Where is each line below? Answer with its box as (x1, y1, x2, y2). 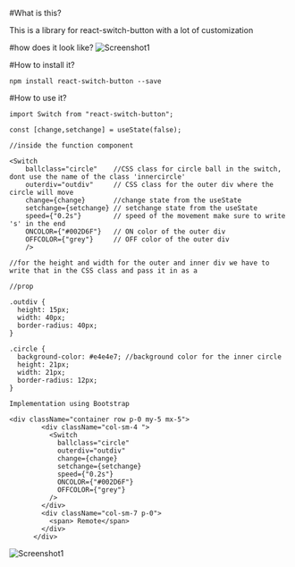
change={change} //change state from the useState (25, 196, 242, 205)
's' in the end (9, 219, 66, 228)
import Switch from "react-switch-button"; (9, 110, 174, 119)
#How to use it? (9, 93, 67, 103)
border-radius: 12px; (17, 376, 98, 385)
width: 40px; (17, 313, 66, 322)
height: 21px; (17, 360, 70, 369)
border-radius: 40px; (17, 321, 98, 330)
